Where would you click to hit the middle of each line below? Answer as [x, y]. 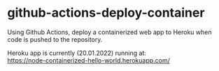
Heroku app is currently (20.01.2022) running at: [77, 53]
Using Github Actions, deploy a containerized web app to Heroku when [109, 32]
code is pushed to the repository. [55, 39]
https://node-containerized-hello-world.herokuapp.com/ [89, 60]
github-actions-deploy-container [106, 13]
